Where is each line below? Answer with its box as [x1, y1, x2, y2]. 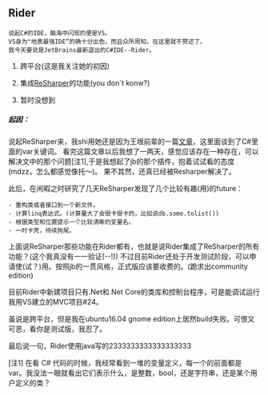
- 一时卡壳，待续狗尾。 [8, 226, 76, 234]
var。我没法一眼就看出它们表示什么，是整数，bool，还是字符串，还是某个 [8, 368, 250, 377]
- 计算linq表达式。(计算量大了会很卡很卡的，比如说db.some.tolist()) [8, 209, 220, 217]
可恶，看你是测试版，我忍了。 [8, 324, 106, 333]
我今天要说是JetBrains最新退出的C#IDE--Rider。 [8, 46, 156, 54]
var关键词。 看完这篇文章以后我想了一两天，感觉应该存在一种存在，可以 [22, 146, 259, 156]
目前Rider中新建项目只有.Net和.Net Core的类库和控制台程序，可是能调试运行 [8, 287, 260, 297]
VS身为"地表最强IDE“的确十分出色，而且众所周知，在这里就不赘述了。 [8, 38, 206, 46]
